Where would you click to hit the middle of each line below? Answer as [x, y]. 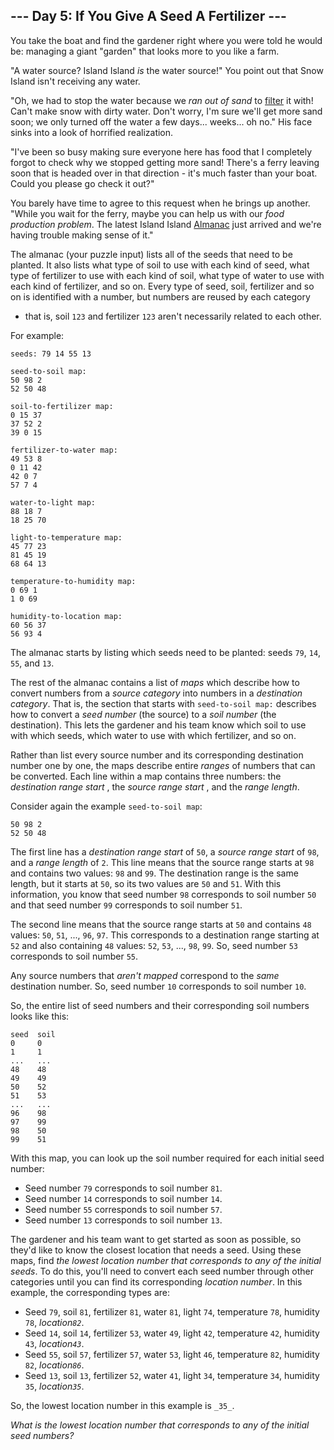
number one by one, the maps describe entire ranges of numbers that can [163, 765]
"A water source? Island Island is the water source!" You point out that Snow [167, 70]
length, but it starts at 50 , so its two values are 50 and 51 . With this [146, 883]
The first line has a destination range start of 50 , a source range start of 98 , [165, 851]
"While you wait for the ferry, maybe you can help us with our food [147, 213]
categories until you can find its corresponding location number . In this [156, 1281]
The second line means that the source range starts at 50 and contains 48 [161, 924]
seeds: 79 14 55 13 [51, 354]
